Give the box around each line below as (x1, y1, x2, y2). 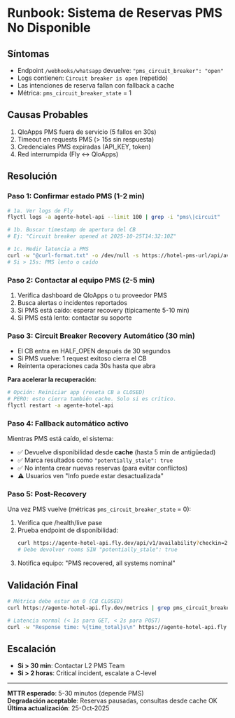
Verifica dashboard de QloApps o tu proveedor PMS (17, 291, 168, 299)
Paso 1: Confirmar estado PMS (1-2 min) (7, 191, 145, 201)
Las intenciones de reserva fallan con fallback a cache (17, 81, 175, 89)
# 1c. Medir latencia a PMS (7, 245, 90, 252)
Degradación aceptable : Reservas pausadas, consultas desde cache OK (7, 696, 218, 705)
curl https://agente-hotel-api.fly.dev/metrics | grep (7, 604, 171, 611)
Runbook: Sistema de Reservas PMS (7, 5, 222, 21)
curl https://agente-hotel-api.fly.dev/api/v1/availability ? (17, 540, 200, 547)
